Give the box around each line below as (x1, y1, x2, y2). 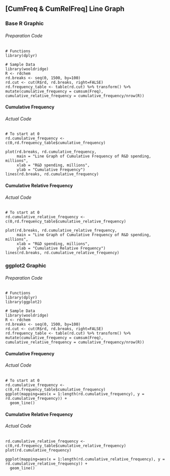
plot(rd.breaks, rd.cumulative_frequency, (5, 149, 97, 154)
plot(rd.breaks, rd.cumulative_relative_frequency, (5, 228, 117, 233)
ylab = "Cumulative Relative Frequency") (16, 246, 106, 251)
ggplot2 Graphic (5, 262, 47, 269)
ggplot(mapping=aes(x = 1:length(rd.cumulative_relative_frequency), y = (5, 457, 165, 462)
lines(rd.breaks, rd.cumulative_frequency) (5, 172, 99, 177)
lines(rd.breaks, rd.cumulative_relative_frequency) (5, 251, 120, 256)
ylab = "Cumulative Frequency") (16, 167, 86, 172)
